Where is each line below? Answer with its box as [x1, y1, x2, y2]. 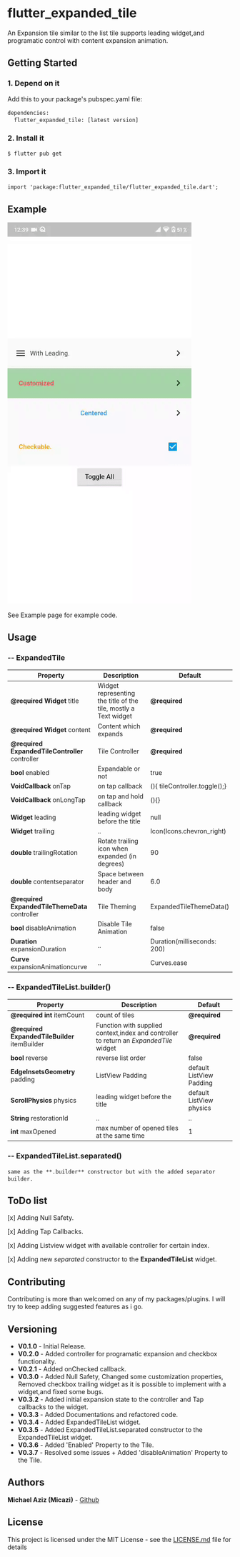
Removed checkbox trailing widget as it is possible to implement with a [17, 1380, 226, 1388]
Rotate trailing [97, 837, 139, 846]
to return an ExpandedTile [96, 1036, 173, 1044]
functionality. [17, 1357, 56, 1366]
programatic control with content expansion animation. [7, 36, 169, 44]
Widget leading [10, 813, 56, 822]
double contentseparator [10, 877, 84, 886]
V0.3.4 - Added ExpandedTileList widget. [17, 1418, 141, 1426]
